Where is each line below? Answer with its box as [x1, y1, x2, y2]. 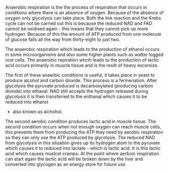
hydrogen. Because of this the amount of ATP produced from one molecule [5, 31, 161, 37]
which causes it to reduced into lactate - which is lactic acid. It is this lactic [5, 145, 161, 151]
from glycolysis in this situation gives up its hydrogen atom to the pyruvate [5, 140, 160, 146]
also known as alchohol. [12, 108, 63, 114]
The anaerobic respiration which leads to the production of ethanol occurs [5, 46, 160, 52]
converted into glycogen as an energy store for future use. [5, 161, 127, 167]
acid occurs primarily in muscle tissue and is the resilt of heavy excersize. [5, 63, 159, 68]
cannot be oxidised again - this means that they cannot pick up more [5, 26, 148, 32]
